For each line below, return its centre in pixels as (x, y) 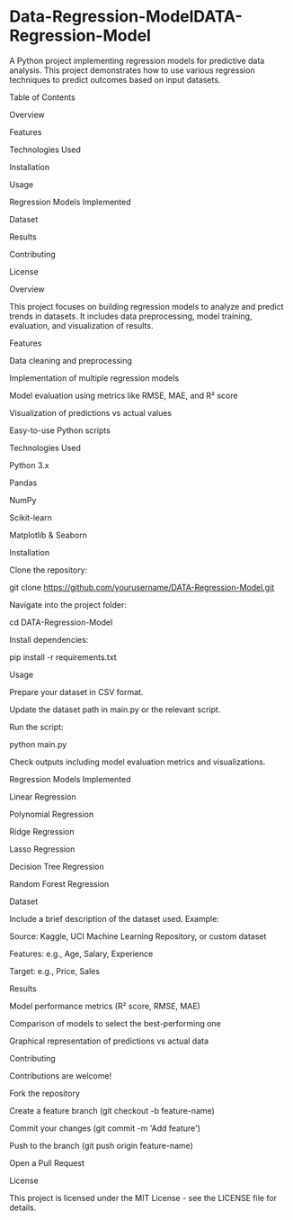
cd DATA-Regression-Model (61, 622)
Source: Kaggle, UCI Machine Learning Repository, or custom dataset (138, 936)
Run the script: (36, 727)
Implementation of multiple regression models (94, 378)
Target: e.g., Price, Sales (55, 971)
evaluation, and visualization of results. (81, 325)
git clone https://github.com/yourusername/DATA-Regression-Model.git (142, 587)
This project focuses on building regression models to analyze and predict (146, 306)
